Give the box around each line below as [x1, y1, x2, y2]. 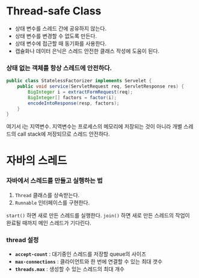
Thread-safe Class [6, 4, 102, 18]
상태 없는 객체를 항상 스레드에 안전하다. [6, 64, 112, 72]
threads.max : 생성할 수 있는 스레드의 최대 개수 [14, 265, 125, 273]
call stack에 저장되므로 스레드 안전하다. [17, 130, 110, 137]
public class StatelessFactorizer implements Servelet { [6, 78, 152, 84]
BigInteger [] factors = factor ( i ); [28, 94, 117, 100]
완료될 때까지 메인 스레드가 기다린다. [6, 219, 91, 226]
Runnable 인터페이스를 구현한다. [14, 199, 90, 206]
